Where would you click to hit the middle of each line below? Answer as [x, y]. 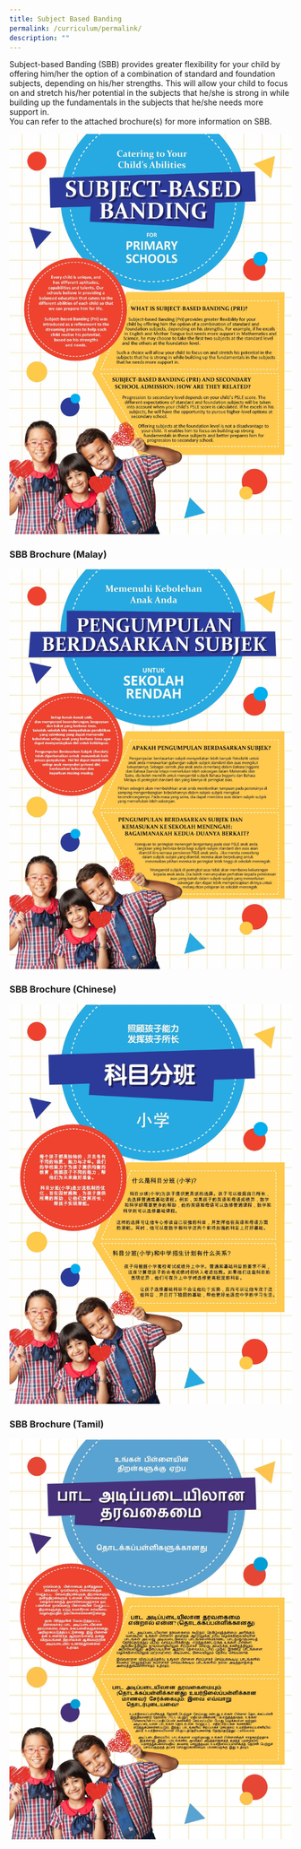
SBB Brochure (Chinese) [63, 989]
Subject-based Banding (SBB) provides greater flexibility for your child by [145, 65]
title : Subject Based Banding [66, 19]
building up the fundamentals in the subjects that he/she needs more [137, 102]
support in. [29, 112]
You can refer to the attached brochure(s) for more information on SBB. [141, 122]
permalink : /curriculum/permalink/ [76, 28]
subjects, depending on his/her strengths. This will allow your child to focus [149, 83]
